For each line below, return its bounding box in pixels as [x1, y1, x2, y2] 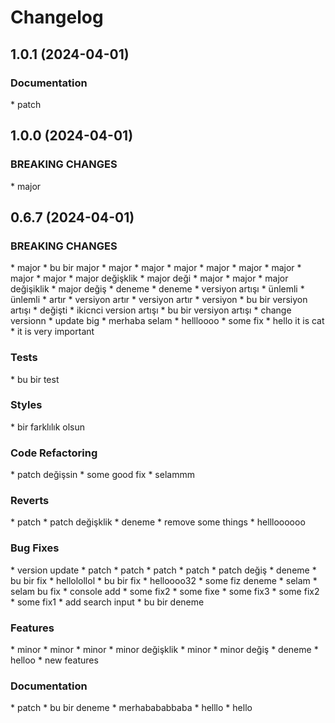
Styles [10, 398, 43, 412]
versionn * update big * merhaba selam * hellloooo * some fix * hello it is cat [10, 315, 325, 327]
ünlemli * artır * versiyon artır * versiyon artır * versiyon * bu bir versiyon [10, 294, 308, 306]
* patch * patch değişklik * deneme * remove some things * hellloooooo [10, 516, 306, 528]
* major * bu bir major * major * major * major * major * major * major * [10, 262, 302, 274]
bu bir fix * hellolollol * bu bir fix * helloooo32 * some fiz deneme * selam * [10, 574, 318, 586]
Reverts [10, 494, 50, 508]
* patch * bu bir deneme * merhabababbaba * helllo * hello [10, 702, 253, 714]
